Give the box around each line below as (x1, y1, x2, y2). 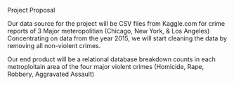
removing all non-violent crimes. (7, 42, 101, 49)
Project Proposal (7, 6, 56, 14)
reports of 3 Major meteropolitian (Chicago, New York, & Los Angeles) (7, 27, 210, 35)
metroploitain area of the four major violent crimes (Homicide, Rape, (7, 63, 204, 70)
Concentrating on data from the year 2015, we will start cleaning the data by (7, 34, 227, 42)
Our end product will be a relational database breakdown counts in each (7, 55, 216, 63)
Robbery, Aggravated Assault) (7, 70, 95, 78)
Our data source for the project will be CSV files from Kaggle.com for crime (7, 20, 226, 27)
